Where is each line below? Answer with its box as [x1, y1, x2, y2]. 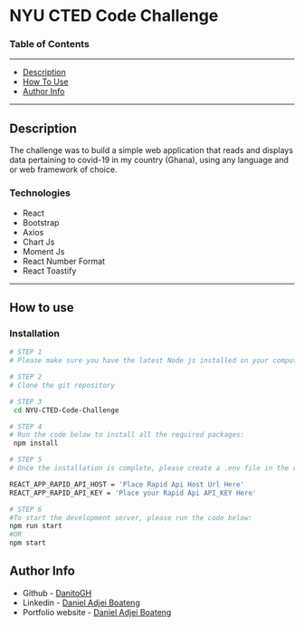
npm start [9, 538, 47, 548]
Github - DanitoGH [22, 587, 92, 598]
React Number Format [22, 256, 106, 266]
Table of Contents [9, 38, 90, 51]
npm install [13, 439, 59, 449]
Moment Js [22, 246, 65, 256]
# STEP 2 [9, 372, 43, 381]
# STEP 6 [9, 505, 43, 514]
